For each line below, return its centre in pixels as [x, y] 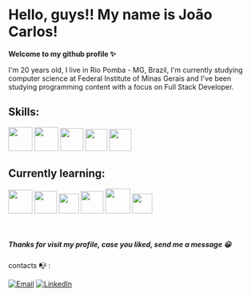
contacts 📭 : [29, 265]
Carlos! [33, 32]
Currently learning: [57, 174]
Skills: [24, 112]
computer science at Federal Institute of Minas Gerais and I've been [120, 78]
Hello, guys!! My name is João [110, 15]
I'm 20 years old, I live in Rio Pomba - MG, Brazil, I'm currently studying [126, 70]
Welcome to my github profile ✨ [62, 54]
